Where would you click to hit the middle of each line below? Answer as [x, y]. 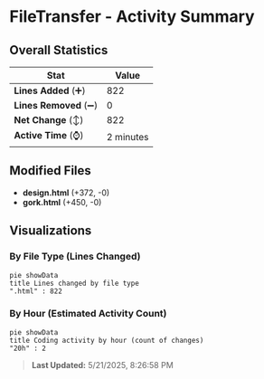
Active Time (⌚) [49, 135]
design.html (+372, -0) [66, 193]
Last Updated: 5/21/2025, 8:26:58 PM [102, 365]
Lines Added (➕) [50, 90]
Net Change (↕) [49, 120]
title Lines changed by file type [75, 283]
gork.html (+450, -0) [62, 202]
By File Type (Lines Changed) [75, 257]
